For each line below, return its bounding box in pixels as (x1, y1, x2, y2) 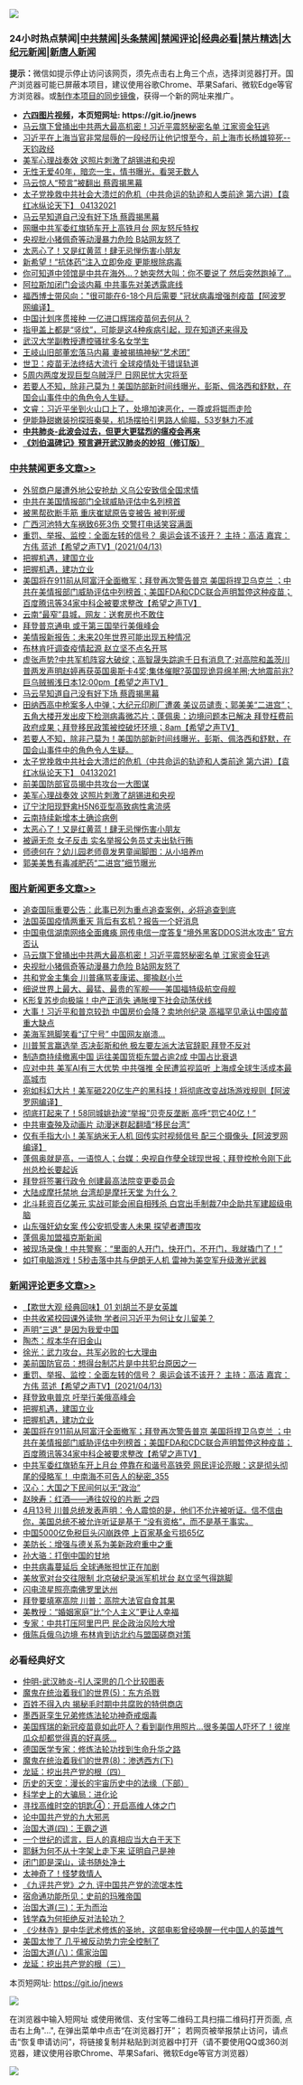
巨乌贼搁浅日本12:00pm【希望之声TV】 (22, 676, 169, 687)
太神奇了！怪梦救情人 (22, 1868, 102, 1879)
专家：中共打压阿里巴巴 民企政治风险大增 (22, 1618, 176, 1629)
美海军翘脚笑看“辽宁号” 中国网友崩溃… (22, 1028, 166, 1039)
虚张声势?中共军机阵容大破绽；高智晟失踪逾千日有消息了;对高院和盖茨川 (22, 653, 290, 664)
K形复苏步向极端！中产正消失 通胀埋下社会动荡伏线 (22, 994, 213, 1005)
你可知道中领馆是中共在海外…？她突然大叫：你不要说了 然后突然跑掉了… (22, 268, 291, 279)
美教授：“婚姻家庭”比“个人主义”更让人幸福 (22, 1607, 179, 1618)
